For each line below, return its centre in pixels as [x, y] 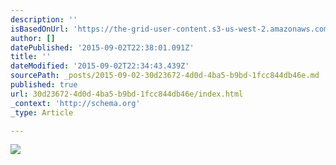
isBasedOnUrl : [40, 29]
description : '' [44, 19]
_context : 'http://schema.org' [75, 103]
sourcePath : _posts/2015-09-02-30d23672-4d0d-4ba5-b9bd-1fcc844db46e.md [165, 76]
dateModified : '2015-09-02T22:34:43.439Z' [100, 66]
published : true [44, 85]
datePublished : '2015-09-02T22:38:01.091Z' [102, 47]
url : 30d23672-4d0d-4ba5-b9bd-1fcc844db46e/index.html [127, 94]
